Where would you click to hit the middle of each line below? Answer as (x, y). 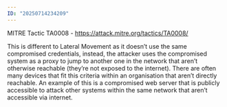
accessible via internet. (40, 97)
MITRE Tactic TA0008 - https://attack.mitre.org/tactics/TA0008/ (98, 33)
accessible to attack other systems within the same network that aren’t (107, 90)
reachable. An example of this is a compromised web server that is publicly (113, 82)
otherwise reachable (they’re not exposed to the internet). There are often (112, 68)
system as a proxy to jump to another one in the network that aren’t (102, 61)
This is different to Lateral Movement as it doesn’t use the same (97, 46)
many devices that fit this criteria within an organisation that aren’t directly (112, 75)
